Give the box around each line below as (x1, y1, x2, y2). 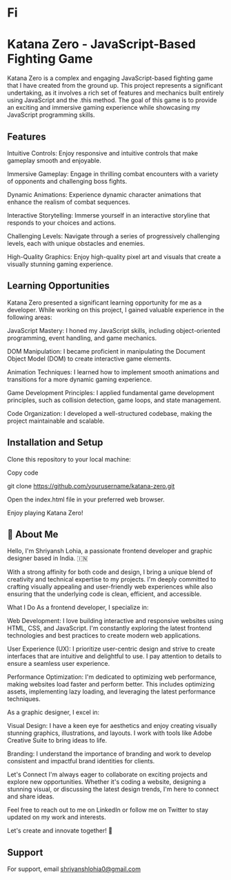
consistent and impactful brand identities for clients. (7, 757, 155, 765)
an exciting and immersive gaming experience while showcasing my (7, 104, 201, 112)
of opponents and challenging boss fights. (7, 177, 128, 185)
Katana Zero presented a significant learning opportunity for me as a (7, 298, 202, 307)
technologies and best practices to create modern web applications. (7, 631, 201, 640)
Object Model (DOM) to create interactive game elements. (7, 354, 172, 363)
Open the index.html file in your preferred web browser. (7, 495, 165, 504)
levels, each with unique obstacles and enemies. (7, 239, 145, 247)
